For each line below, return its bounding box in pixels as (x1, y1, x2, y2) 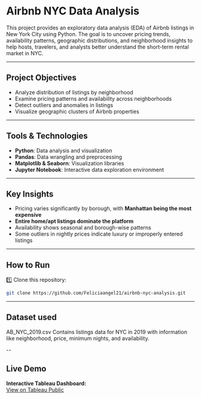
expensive (14, 212, 42, 219)
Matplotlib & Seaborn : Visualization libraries (14, 159, 124, 166)
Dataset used (6, 312, 57, 323)
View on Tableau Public (6, 386, 64, 393)
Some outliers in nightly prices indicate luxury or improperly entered (14, 230, 183, 238)
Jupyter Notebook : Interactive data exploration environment (14, 166, 165, 173)
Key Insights (6, 189, 54, 199)
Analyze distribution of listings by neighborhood (14, 88, 133, 96)
